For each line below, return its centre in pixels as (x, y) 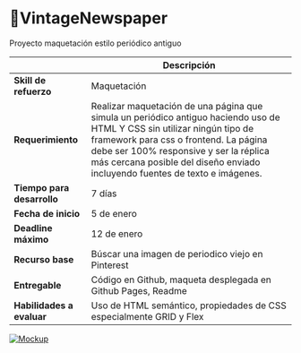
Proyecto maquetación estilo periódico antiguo (95, 43)
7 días (104, 194)
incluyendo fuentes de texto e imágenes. (176, 173)
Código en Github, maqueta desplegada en (181, 280)
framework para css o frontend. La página (179, 140)
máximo (31, 239)
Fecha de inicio (47, 213)
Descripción (189, 65)
